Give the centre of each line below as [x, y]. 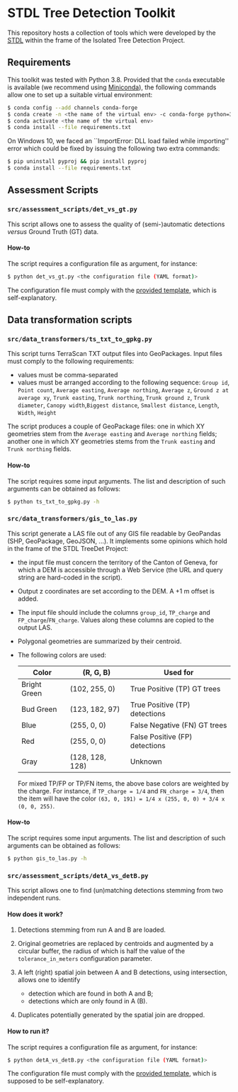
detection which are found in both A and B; [91, 993]
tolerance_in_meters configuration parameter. [85, 959]
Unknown [146, 762]
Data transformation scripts [70, 320]
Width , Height [37, 413]
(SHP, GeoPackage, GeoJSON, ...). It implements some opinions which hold [118, 541]
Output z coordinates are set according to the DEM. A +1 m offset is [116, 591]
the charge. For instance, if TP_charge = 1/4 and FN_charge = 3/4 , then [121, 791]
